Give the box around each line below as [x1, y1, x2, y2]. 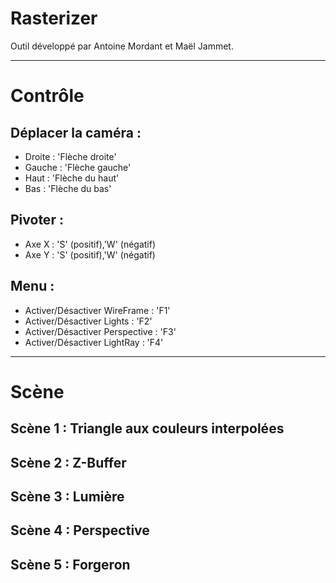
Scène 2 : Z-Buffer [10, 454, 127, 471]
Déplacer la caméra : [10, 124, 142, 141]
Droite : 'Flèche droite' [24, 150, 117, 162]
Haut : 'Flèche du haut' [24, 172, 120, 184]
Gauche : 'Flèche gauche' [24, 161, 132, 173]
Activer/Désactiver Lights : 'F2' [24, 315, 153, 327]
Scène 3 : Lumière [10, 488, 125, 505]
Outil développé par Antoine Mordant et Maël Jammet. [10, 40, 234, 52]
